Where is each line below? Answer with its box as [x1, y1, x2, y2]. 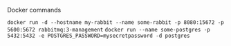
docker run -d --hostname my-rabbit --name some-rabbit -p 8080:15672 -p [7, 19, 225, 26]
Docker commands [7, 6, 62, 14]
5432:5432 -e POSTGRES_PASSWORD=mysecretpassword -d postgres [7, 32, 190, 39]
